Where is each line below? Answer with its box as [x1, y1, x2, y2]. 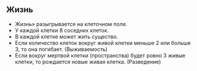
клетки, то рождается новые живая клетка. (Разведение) [14, 58, 161, 65]
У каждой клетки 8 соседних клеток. [14, 27, 109, 34]
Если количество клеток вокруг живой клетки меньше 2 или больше [14, 39, 191, 46]
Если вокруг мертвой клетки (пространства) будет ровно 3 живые [14, 51, 186, 59]
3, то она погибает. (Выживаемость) [14, 46, 107, 53]
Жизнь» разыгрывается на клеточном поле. [14, 20, 128, 27]
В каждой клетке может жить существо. [14, 33, 118, 40]
